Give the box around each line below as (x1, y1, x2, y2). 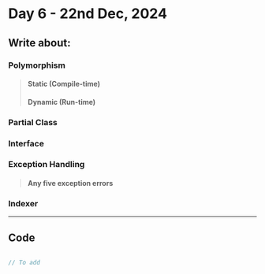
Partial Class (8, 117, 58, 128)
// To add (8, 259, 41, 267)
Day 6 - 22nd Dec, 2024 (8, 5, 168, 23)
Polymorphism (8, 60, 65, 71)
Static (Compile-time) (27, 80, 101, 89)
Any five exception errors (27, 179, 114, 188)
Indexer (8, 198, 39, 209)
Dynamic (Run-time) (27, 97, 96, 106)
